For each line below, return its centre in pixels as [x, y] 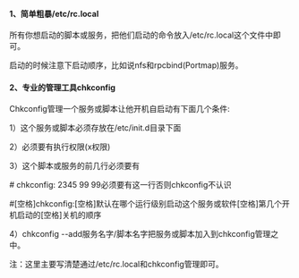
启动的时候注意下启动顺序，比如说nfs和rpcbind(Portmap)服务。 [126, 65]
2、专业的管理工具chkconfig [63, 87]
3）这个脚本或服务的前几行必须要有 [75, 166]
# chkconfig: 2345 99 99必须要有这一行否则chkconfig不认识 [120, 185]
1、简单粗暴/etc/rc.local [54, 13]
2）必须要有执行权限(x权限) [60, 147]
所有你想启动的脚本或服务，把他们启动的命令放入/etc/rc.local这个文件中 [141, 35]
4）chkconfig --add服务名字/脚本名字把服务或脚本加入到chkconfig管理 [140, 234]
